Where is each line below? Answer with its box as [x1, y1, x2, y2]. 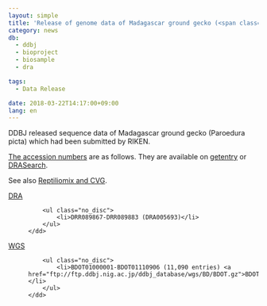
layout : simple [8, 11, 59, 20]
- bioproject [15, 48, 59, 56]
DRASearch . [8, 160, 48, 170]
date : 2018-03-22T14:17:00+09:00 [8, 99, 119, 107]
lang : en [8, 106, 37, 115]
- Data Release [15, 85, 66, 93]
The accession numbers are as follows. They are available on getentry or [8, 152, 247, 162]
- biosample [15, 56, 56, 64]
